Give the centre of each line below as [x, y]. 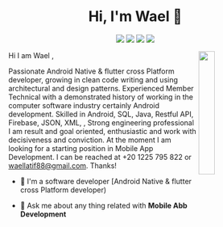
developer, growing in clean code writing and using [93, 79]
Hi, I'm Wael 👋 [135, 17]
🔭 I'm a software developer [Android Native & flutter [105, 181]
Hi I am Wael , [31, 55]
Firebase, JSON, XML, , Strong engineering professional [101, 122]
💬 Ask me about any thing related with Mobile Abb [103, 205]
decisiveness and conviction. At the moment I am [90, 140]
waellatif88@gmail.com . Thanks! [62, 166]
